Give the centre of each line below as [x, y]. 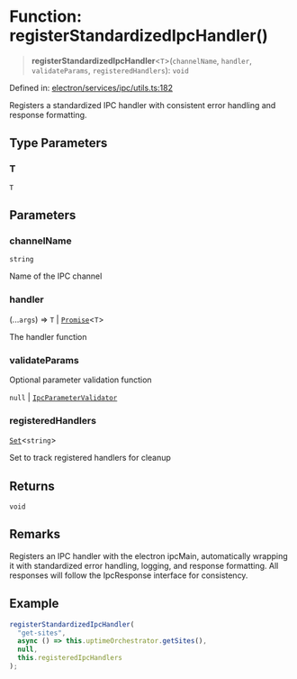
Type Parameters [58, 143]
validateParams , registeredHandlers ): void [110, 70]
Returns [32, 486]
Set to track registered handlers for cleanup [90, 458]
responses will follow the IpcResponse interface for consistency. [129, 575]
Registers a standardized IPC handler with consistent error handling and [143, 105]
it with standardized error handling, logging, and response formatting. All [144, 565]
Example [34, 604]
